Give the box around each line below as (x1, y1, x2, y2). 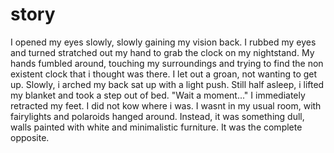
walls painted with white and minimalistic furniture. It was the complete (10, 121, 303, 133)
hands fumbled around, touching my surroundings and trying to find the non (10, 57, 324, 69)
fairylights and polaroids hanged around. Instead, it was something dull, (10, 110, 305, 122)
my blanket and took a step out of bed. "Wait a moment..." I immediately (10, 89, 306, 101)
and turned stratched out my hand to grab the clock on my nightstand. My (10, 46, 315, 58)
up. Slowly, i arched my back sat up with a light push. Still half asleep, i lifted (10, 78, 325, 90)
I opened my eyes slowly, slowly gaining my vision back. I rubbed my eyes (10, 36, 317, 48)
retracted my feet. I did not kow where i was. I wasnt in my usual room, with (10, 99, 322, 112)
